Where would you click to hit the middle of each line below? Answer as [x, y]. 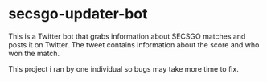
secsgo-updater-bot [78, 14]
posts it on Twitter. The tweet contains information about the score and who [134, 44]
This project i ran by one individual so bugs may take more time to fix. [123, 68]
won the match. [34, 53]
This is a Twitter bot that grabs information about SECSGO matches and [127, 36]
